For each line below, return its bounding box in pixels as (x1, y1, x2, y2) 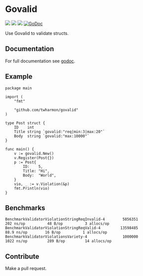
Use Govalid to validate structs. (5, 30, 69, 36)
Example (5, 72, 33, 81)
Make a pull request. (5, 266, 47, 272)
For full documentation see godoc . (5, 58, 76, 64)
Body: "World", (23, 173, 56, 178)
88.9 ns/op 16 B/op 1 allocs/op (5, 230, 107, 235)
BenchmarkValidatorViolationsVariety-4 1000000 (5, 234, 139, 240)
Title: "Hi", (23, 168, 50, 173)
